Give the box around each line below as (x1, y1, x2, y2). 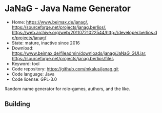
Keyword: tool (11, 61, 40, 67)
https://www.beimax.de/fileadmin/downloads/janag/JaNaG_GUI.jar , (11, 50, 147, 56)
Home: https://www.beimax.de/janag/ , (11, 19, 89, 25)
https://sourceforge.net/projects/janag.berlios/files (11, 55, 114, 61)
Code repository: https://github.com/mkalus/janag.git (11, 66, 119, 71)
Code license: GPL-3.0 (11, 76, 57, 82)
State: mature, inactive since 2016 (11, 40, 80, 45)
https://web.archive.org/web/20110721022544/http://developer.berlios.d (11, 29, 157, 35)
